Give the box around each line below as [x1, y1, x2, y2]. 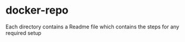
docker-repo [5, 4, 69, 17]
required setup [5, 29, 42, 36]
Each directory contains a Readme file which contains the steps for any [5, 23, 180, 30]
